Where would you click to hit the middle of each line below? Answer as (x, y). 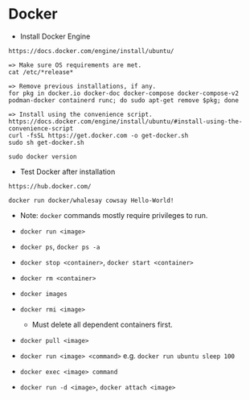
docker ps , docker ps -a (60, 246)
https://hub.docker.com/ (50, 186)
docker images (43, 294)
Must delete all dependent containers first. (102, 324)
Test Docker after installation (68, 171)
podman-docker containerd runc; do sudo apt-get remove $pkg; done (124, 100)
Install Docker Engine (55, 36)
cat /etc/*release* (41, 72)
